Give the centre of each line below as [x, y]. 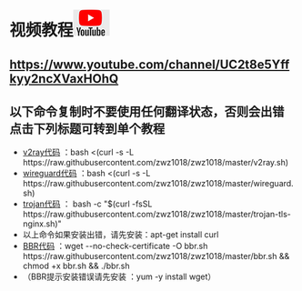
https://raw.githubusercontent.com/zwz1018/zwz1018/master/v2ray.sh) [156, 163]
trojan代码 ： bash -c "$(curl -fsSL [87, 204]
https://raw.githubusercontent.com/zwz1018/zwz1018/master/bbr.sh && [156, 256]
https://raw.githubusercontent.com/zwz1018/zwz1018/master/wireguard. [158, 184]
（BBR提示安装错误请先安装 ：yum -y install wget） [119, 276]
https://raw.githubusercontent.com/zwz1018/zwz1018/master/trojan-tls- [156, 215]
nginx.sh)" [42, 224]
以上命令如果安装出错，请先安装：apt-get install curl [121, 235]
